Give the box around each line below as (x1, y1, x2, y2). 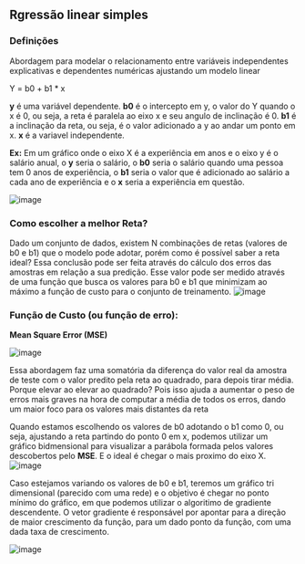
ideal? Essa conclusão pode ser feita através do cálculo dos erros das (9, 256, 271, 267)
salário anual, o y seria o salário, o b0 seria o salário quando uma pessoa (9, 157, 284, 168)
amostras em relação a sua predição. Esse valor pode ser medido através (9, 266, 285, 277)
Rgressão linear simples (9, 7, 148, 23)
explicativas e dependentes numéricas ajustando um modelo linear (9, 65, 261, 76)
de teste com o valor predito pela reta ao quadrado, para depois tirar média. (9, 374, 294, 386)
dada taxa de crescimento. (9, 527, 109, 538)
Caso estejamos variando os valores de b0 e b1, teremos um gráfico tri (9, 478, 275, 489)
